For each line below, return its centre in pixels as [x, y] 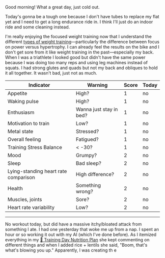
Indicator [40, 85]
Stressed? [87, 131]
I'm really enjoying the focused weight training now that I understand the [79, 37]
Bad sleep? [89, 163]
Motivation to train [29, 123]
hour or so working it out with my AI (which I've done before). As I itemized [81, 234]
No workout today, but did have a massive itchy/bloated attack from [74, 224]
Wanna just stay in [97, 109]
